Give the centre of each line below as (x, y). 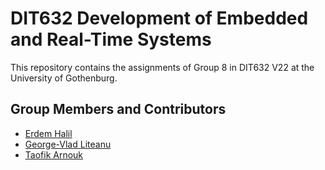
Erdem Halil (48, 133)
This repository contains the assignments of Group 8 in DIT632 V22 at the (162, 67)
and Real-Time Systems (111, 39)
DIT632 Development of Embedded (159, 18)
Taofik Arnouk (54, 154)
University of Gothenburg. (64, 78)
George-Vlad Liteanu (68, 144)
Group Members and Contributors (118, 109)
